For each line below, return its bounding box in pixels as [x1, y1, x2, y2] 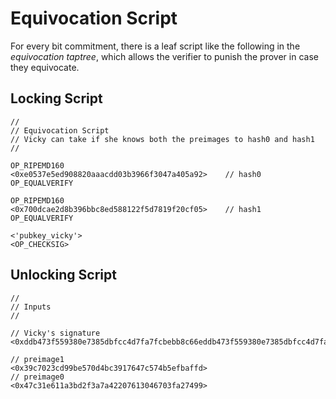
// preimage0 [10, 372, 65, 382]
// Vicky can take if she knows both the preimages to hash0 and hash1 [10, 134, 315, 144]
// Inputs [10, 302, 52, 312]
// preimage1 [10, 354, 65, 364]
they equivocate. [10, 61, 80, 73]
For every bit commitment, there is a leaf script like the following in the [10, 40, 301, 52]
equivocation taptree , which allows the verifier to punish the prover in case [10, 50, 319, 62]
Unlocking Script [10, 267, 117, 284]
